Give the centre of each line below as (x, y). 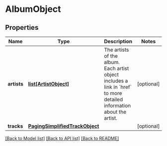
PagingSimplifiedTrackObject (64, 126)
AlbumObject (33, 9)
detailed (114, 99)
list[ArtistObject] (49, 84)
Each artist (117, 68)
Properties (22, 28)
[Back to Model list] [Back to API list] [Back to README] (62, 138)
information (117, 106)
